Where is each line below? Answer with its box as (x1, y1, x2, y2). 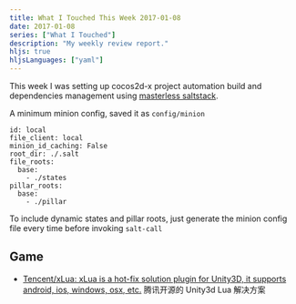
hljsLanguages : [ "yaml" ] (9, 56, 104, 65)
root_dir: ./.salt (9, 149, 79, 158)
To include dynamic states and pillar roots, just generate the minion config (9, 213, 288, 224)
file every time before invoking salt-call (9, 223, 163, 233)
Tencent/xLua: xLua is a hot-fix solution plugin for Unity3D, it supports (22, 273, 287, 284)
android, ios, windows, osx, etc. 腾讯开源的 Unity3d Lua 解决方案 (22, 284, 266, 295)
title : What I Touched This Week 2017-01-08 (9, 13, 181, 23)
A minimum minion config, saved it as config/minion (9, 108, 205, 118)
